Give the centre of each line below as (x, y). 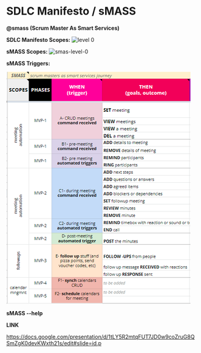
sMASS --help (25, 313)
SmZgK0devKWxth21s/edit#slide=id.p (54, 343)
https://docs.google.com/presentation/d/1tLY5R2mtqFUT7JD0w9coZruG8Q (101, 337)
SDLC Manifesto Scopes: (39, 39)
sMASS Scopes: (27, 51)
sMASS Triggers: (28, 63)
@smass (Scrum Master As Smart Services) (63, 28)
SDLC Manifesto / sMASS (71, 11)
